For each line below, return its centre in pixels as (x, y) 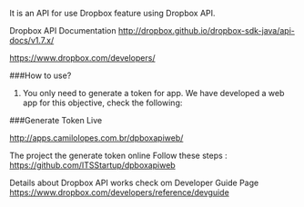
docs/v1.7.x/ (32, 40)
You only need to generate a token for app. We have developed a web (153, 93)
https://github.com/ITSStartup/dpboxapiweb (92, 165)
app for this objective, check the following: (102, 103)
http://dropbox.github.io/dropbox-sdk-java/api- (207, 30)
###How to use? (41, 75)
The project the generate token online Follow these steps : (118, 155)
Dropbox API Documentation (63, 30)
